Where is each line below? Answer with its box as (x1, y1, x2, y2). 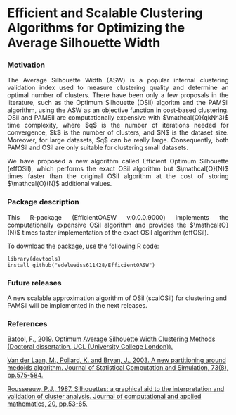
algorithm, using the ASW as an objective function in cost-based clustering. (7, 106, 229, 114)
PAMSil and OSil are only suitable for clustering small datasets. (7, 143, 188, 152)
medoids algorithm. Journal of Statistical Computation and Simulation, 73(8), (7, 364, 229, 372)
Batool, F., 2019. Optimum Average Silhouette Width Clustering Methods (7, 335, 216, 343)
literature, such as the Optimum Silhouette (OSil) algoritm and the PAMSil (7, 99, 229, 107)
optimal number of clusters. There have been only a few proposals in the (7, 91, 229, 99)
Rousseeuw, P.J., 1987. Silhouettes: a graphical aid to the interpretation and (7, 385, 225, 393)
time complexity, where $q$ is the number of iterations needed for (7, 121, 229, 130)
